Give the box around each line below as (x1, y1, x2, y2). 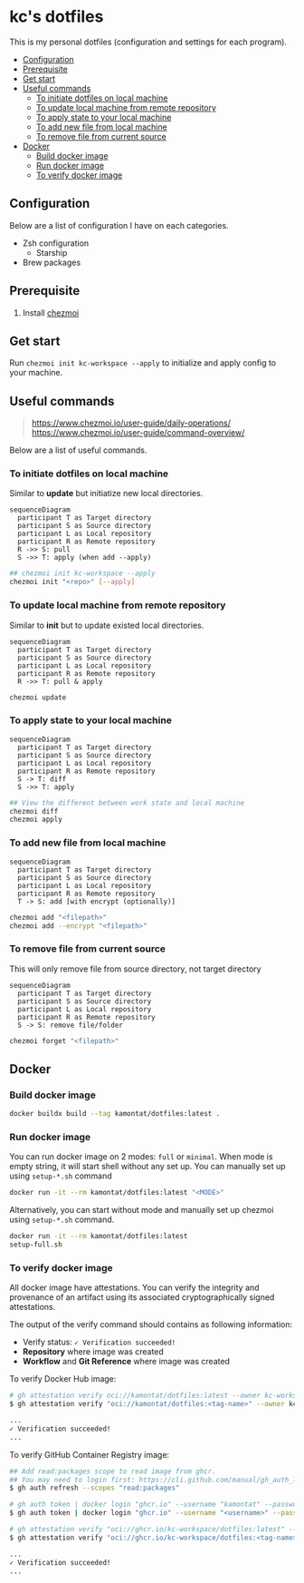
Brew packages (22, 257, 81, 268)
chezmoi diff (9, 806, 59, 816)
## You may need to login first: (9, 1475, 136, 1484)
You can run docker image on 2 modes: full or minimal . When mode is (9, 1151, 273, 1162)
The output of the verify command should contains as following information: (9, 1319, 293, 1330)
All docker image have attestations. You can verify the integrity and (9, 1282, 260, 1294)
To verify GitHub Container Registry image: (9, 1449, 170, 1460)
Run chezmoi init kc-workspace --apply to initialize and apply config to (9, 357, 277, 368)
